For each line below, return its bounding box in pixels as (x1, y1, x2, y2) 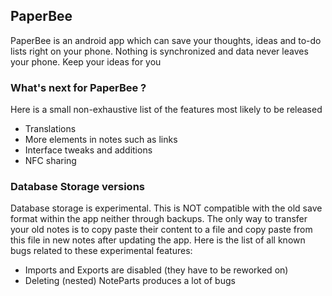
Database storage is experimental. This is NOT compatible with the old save (10, 202, 323, 214)
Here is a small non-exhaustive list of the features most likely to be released (10, 104, 323, 116)
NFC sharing (24, 155, 77, 167)
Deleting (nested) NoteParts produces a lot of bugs (24, 275, 236, 287)
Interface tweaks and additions (24, 144, 153, 156)
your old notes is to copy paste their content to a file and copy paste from (10, 224, 313, 236)
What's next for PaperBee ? (10, 80, 147, 94)
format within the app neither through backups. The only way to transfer (10, 213, 308, 225)
